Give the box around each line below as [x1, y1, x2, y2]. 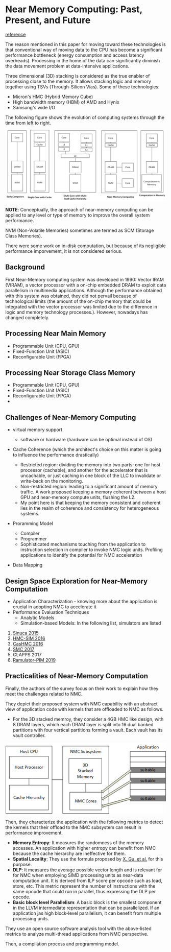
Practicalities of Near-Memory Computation [5, 672, 149, 680]
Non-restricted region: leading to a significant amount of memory [20, 484, 158, 490]
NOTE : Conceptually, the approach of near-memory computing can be [5, 206, 154, 212]
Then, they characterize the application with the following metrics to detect [5, 819, 163, 825]
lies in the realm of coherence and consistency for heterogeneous [20, 505, 159, 511]
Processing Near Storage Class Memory [5, 368, 136, 377]
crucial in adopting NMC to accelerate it [12, 604, 97, 610]
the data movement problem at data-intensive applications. [5, 63, 130, 69]
